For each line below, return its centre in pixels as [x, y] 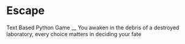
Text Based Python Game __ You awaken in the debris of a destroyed [93, 28]
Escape [26, 11]
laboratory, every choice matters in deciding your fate [74, 34]
